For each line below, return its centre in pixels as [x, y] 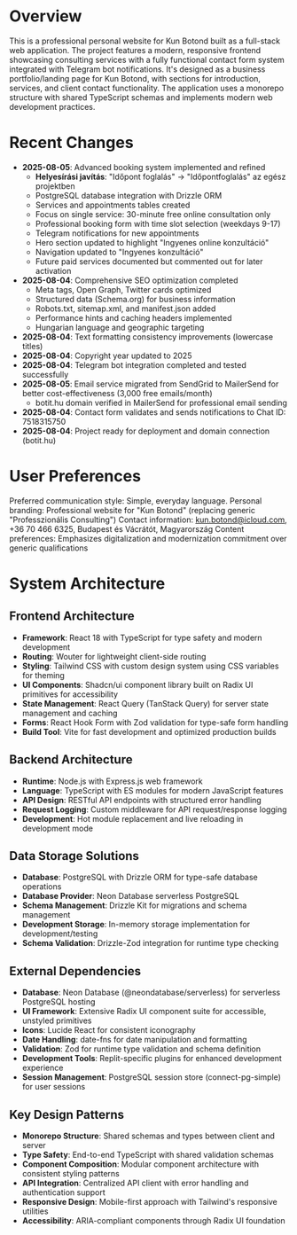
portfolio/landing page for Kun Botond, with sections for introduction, [135, 78]
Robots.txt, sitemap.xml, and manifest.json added [125, 309]
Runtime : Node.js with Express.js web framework [113, 781]
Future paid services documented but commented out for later [149, 261]
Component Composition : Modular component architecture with [141, 1164]
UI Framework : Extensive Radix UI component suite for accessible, [144, 1012]
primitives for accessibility [70, 694]
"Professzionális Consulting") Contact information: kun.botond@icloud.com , [148, 520]
